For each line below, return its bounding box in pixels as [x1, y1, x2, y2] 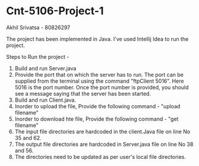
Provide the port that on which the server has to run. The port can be [14, 71, 184, 78]
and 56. [14, 147, 34, 154]
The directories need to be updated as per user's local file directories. [14, 153, 186, 160]
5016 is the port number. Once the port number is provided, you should [14, 83, 189, 90]
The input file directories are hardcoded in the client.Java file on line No [14, 128, 191, 135]
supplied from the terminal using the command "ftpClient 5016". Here [14, 77, 184, 84]
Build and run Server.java [14, 64, 77, 72]
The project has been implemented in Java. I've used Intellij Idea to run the [6, 35, 189, 42]
